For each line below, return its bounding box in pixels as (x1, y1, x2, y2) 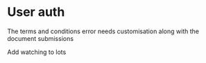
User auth (7, 4, 65, 20)
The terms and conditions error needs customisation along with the (7, 27, 200, 35)
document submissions (7, 34, 74, 42)
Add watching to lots (7, 48, 67, 56)
